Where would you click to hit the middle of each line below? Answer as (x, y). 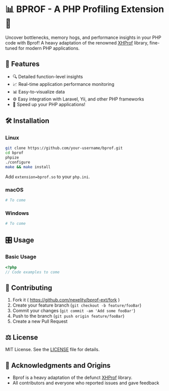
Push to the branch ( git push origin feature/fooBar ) (68, 316)
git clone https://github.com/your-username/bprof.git (64, 148)
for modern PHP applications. (49, 48)
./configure (18, 162)
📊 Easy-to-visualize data (39, 91)
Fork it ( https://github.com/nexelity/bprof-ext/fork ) (66, 300)
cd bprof (14, 153)
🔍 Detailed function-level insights (48, 76)
